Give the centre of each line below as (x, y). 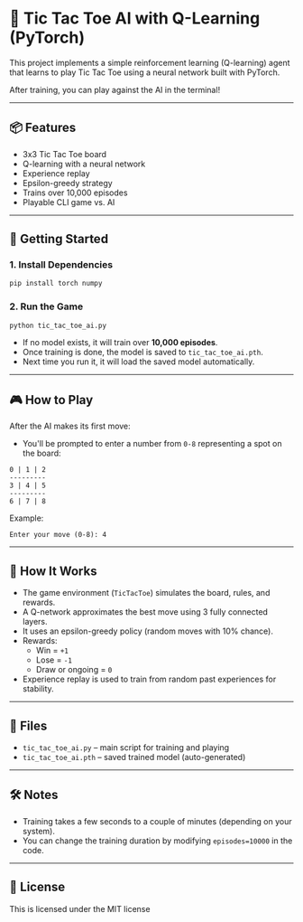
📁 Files (28, 725)
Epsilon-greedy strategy (67, 183)
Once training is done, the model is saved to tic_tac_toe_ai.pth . (142, 353)
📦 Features (43, 128)
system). (39, 831)
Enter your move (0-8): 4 (58, 535)
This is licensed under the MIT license (80, 908)
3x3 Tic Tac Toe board (64, 154)
